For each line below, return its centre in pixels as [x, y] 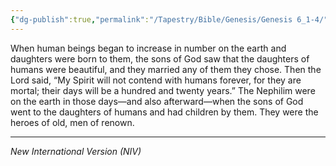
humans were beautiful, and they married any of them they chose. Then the [166, 69]
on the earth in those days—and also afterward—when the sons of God [157, 101]
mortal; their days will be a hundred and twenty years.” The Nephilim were [163, 90]
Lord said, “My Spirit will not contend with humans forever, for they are [156, 80]
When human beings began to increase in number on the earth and [148, 48]
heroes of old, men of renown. [72, 122]
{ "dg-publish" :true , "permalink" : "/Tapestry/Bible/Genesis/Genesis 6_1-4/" [169, 19]
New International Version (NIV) [76, 151]
